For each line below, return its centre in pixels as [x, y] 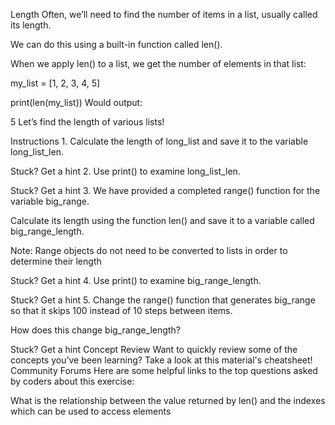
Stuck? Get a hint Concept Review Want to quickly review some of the [154, 349]
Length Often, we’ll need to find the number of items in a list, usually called [164, 14]
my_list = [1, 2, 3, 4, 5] [55, 83]
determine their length [56, 261]
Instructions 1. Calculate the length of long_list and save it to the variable [159, 141]
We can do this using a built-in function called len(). [116, 44]
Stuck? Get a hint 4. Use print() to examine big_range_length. [136, 280]
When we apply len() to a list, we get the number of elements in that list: [158, 63]
